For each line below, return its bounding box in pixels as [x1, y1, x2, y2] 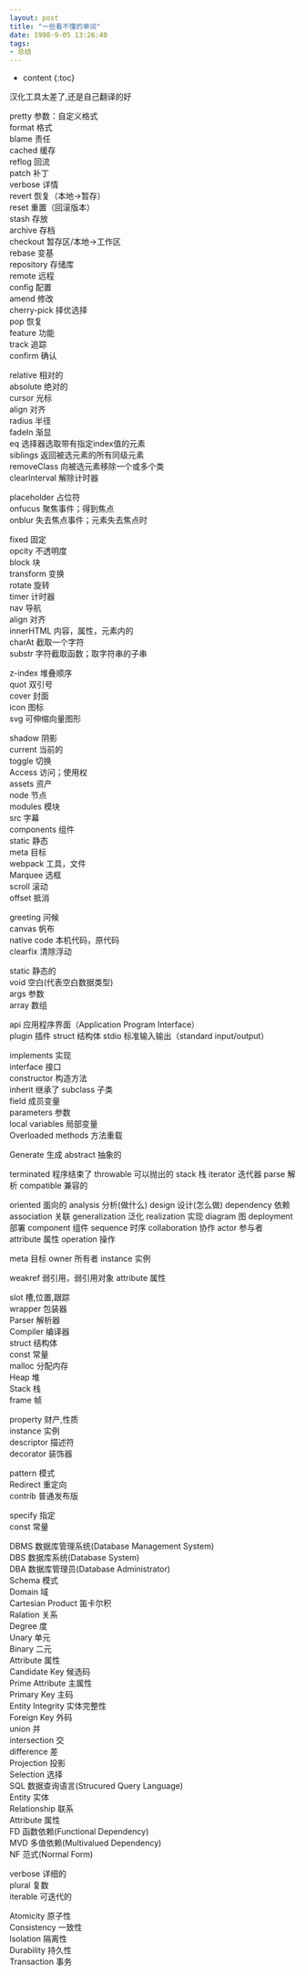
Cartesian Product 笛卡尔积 [9, 1598, 112, 1609]
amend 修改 [9, 293, 55, 304]
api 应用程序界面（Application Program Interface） [9, 1019, 200, 1030]
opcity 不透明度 [9, 545, 68, 557]
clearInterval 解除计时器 [9, 472, 99, 484]
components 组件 [9, 824, 76, 835]
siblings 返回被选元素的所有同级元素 [9, 449, 145, 461]
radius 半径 [9, 415, 52, 426]
